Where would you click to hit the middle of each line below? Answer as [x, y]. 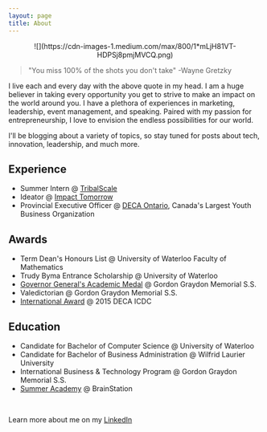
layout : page [30, 16]
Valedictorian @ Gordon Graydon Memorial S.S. [99, 293]
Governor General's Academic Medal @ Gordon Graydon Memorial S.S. [138, 284]
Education [35, 326]
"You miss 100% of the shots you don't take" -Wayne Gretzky [129, 70]
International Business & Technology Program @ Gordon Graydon [128, 371]
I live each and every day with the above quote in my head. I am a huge [126, 86]
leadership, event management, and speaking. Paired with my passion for [130, 111]
